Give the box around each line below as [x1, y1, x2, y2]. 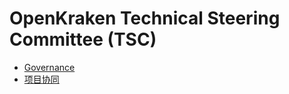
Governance [23, 61, 76, 73]
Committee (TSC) [9, 28, 157, 51]
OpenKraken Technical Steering [9, 7, 281, 30]
